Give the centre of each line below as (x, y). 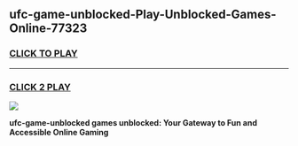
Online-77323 (48, 29)
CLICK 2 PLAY (40, 87)
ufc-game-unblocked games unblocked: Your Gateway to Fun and (133, 122)
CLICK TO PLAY (43, 54)
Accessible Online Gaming (59, 132)
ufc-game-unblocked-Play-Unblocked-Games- (143, 15)
